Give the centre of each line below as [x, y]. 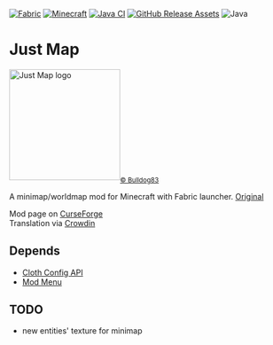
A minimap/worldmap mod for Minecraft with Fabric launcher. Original [136, 196]
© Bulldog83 [140, 180]
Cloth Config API [52, 272]
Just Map [44, 50]
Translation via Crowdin [52, 223]
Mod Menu [42, 282]
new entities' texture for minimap [82, 331]
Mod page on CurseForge [56, 214]
